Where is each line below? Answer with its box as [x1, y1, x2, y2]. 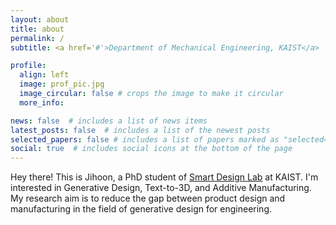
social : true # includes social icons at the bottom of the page [10, 144, 293, 154]
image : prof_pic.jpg [19, 79, 105, 90]
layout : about [10, 14, 70, 25]
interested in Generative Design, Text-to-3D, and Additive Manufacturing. [10, 182, 312, 194]
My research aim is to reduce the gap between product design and [10, 192, 286, 205]
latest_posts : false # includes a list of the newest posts [10, 125, 271, 135]
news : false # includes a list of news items [10, 116, 208, 126]
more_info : [19, 97, 65, 108]
